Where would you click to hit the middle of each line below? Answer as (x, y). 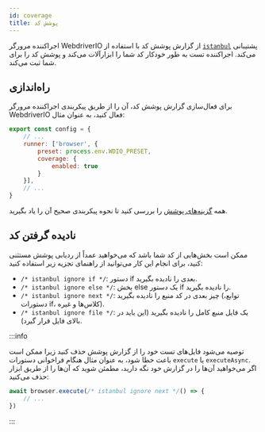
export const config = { (50, 129)
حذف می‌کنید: (29, 377)
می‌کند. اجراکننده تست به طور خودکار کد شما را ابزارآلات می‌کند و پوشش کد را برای (132, 54)
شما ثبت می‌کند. (33, 62)
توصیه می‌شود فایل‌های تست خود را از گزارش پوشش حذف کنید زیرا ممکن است (127, 351)
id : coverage (31, 15)
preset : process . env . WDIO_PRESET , (94, 151)
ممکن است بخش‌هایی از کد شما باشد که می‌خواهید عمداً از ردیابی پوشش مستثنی (129, 254)
